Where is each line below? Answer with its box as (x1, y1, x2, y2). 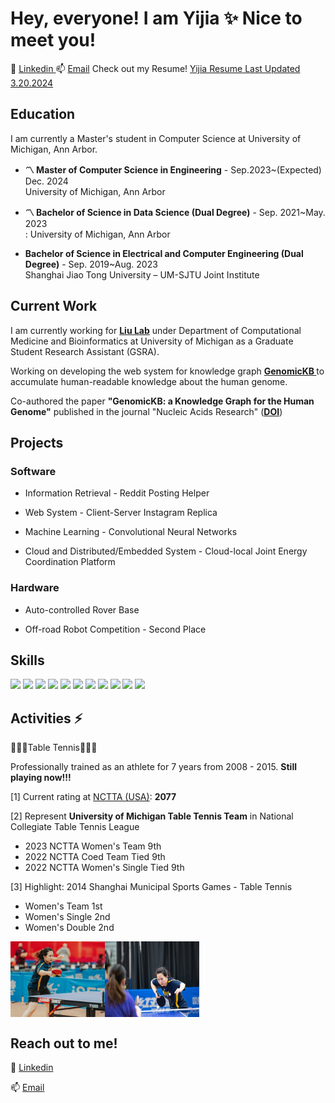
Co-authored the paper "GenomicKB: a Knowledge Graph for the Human (10, 395, 315, 407)
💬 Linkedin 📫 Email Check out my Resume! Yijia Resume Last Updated (10, 62, 301, 74)
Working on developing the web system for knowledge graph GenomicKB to (10, 365, 325, 377)
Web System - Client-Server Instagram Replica (24, 507, 218, 519)
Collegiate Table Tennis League (10, 821, 140, 833)
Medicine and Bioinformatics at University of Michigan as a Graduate (10, 335, 294, 347)
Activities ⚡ (10, 710, 83, 727)
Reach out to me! (10, 1035, 118, 1052)
